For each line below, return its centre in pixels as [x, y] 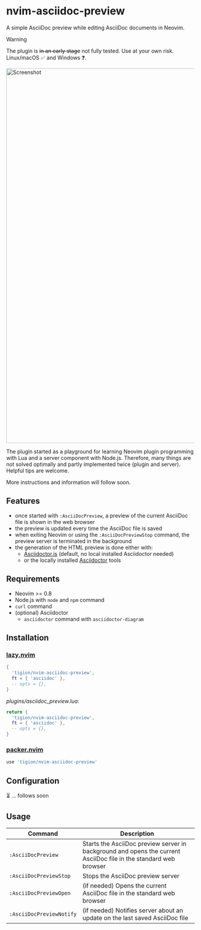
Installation [28, 638]
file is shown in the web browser [55, 522]
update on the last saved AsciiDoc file [135, 917]
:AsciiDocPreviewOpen [40, 893]
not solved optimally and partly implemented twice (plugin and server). [93, 464]
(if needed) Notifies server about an [133, 910]
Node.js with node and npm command [60, 600]
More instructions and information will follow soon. [68, 482]
